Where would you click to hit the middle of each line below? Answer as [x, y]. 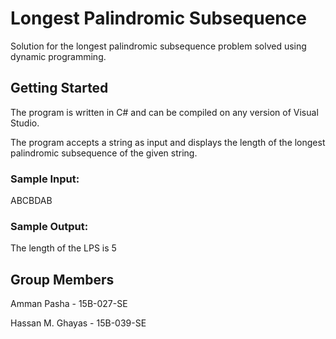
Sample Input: [45, 179]
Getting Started [59, 88]
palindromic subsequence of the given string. [104, 153]
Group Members [62, 279]
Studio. [25, 123]
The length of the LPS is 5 [63, 248]
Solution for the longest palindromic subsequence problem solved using [158, 46]
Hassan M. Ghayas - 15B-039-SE [78, 323]
